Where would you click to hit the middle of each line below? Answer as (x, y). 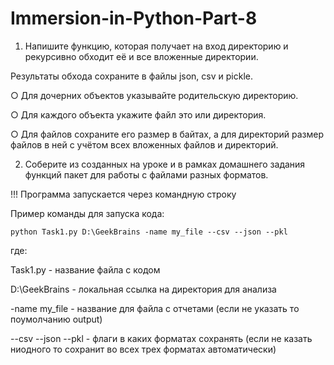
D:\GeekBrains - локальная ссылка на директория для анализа (143, 289)
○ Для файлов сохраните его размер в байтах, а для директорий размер (167, 134)
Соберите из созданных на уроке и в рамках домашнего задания (165, 164)
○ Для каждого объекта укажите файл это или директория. (138, 114)
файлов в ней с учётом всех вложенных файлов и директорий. (144, 144)
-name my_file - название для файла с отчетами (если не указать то (155, 308)
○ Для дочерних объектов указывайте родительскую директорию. (154, 95)
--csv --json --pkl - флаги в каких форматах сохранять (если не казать (161, 338)
